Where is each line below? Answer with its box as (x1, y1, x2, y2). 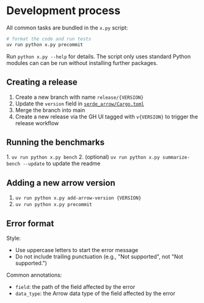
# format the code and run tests (6, 36, 92, 42)
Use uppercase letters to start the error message (15, 246, 139, 253)
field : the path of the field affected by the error (15, 283, 136, 290)
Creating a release (6, 77, 78, 88)
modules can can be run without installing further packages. (6, 59, 158, 66)
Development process (6, 4, 121, 18)
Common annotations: (6, 271, 62, 278)
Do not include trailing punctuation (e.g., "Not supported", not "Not (15, 253, 183, 260)
